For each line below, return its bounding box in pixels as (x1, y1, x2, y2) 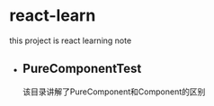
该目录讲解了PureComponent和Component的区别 (22, 86, 206, 97)
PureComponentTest (22, 61, 142, 76)
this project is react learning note (9, 35, 132, 46)
